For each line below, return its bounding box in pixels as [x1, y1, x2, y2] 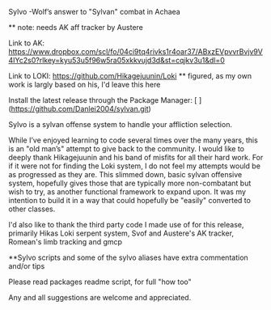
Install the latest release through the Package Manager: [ [8, 96, 197, 104]
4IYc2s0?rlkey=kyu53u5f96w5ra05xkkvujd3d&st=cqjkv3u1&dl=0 [8, 56, 225, 65]
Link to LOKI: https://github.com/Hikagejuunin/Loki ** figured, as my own [8, 71, 252, 80]
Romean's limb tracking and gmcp [8, 237, 123, 246]
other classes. [8, 204, 56, 214]
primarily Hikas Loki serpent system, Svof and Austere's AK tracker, [8, 228, 235, 238]
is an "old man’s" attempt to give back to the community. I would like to [8, 144, 245, 153]
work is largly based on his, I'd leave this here [8, 80, 161, 89]
